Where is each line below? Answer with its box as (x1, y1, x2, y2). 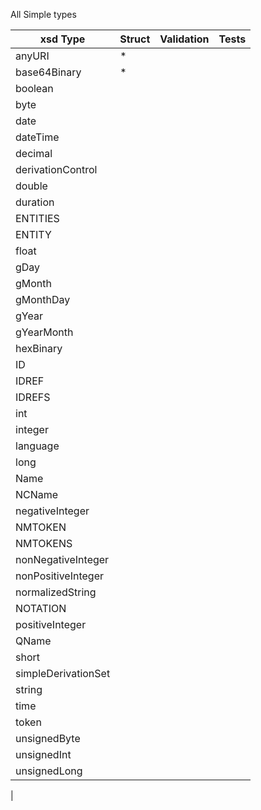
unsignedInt (15, 748, 72, 761)
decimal (15, 147, 53, 160)
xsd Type (39, 32, 86, 46)
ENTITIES (15, 212, 60, 225)
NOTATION (15, 602, 67, 615)
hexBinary (15, 342, 63, 355)
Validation (159, 32, 210, 46)
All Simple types (10, 9, 77, 20)
